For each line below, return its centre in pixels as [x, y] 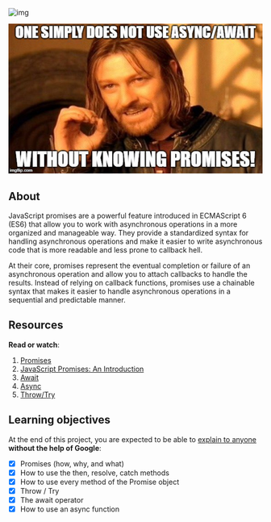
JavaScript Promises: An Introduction [82, 369]
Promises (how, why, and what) [72, 463]
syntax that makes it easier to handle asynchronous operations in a [120, 291]
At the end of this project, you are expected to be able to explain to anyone [132, 439]
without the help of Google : [55, 448]
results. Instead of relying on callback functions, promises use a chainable [132, 283]
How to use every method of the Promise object [100, 482]
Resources [36, 326]
